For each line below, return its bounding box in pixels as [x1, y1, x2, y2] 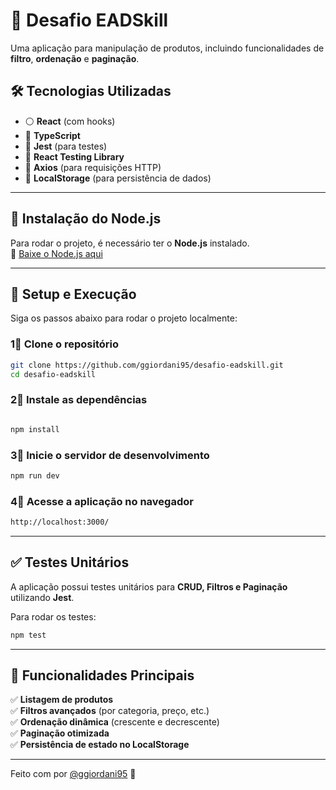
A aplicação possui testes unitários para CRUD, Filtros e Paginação [10, 580, 288, 593]
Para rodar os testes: [10, 610, 97, 623]
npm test [10, 630, 47, 640]
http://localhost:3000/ [10, 517, 110, 528]
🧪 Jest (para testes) [24, 140, 108, 152]
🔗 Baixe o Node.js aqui [10, 247, 103, 259]
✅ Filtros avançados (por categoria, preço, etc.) [10, 705, 210, 717]
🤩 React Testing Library [24, 150, 125, 163]
